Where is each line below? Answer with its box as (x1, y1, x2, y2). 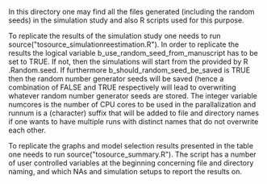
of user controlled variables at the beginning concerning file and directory (8, 158, 254, 168)
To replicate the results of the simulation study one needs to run (8, 31, 221, 40)
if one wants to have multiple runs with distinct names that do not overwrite (8, 117, 259, 126)
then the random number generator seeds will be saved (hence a (8, 74, 224, 83)
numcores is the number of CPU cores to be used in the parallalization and (8, 100, 257, 109)
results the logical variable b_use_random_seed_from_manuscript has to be (8, 48, 258, 57)
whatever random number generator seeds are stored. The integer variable (8, 91, 258, 100)
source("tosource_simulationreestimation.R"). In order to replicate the (8, 40, 240, 49)
